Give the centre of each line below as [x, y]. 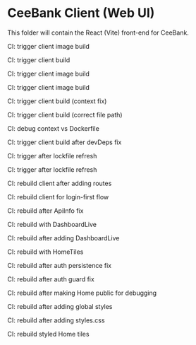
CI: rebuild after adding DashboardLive [63, 238]
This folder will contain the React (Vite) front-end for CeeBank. [98, 33]
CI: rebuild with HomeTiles [45, 252]
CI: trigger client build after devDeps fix [65, 142]
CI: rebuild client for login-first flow [58, 197]
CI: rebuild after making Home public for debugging [82, 293]
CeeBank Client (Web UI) [81, 13]
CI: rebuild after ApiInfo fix [45, 211]
